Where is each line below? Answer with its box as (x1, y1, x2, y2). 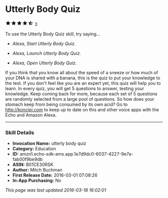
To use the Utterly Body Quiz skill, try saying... (5, 31, 100, 37)
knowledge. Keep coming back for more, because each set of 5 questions (5, 91, 157, 97)
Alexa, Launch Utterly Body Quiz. (12, 50, 81, 56)
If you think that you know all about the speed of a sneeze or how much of (5, 69, 158, 75)
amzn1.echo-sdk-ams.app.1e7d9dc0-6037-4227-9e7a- (19, 151, 133, 157)
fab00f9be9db (12, 156, 43, 163)
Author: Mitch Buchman (12, 167, 62, 173)
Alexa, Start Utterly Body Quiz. (12, 40, 76, 46)
